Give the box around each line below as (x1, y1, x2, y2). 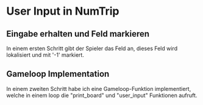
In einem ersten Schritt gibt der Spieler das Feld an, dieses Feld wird (6, 45, 178, 52)
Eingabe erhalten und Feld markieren (6, 29, 150, 39)
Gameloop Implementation (6, 69, 110, 79)
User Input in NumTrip (6, 4, 120, 18)
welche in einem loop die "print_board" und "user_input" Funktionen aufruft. (6, 92, 198, 99)
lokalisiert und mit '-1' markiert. (6, 51, 84, 59)
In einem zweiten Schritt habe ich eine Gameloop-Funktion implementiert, (6, 85, 191, 92)
